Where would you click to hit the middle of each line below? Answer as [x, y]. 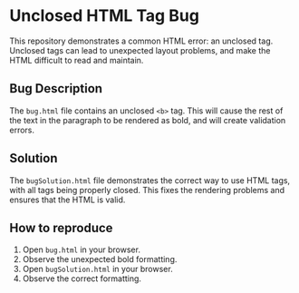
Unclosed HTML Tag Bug [104, 16]
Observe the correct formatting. [82, 278]
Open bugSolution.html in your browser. [98, 269]
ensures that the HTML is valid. [68, 200]
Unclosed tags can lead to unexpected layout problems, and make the [140, 50]
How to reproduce [61, 228]
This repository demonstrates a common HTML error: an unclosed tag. [141, 41]
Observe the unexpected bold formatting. [100, 259]
